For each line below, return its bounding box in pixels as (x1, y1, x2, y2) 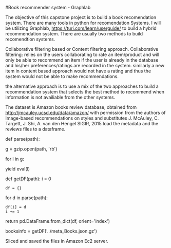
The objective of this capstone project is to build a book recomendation (5, 14, 157, 20)
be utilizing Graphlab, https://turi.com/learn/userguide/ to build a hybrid (5, 25, 157, 31)
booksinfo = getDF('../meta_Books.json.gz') (5, 228, 98, 234)
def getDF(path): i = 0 (5, 176, 51, 182)
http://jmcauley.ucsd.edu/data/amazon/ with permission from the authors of (5, 110, 166, 116)
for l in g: (5, 156, 24, 162)
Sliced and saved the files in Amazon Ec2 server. (5, 238, 109, 244)
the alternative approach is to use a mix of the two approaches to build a (5, 83, 159, 89)
